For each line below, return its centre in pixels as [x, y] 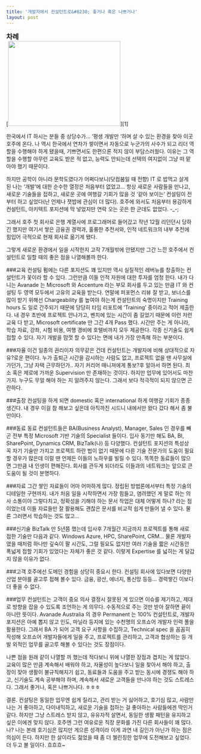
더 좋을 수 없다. [24, 587]
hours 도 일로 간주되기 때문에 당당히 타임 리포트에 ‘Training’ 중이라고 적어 [92, 307]
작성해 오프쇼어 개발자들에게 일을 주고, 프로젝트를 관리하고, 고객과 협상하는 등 [96, 636]
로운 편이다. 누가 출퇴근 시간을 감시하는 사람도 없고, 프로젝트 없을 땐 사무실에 [103, 357]
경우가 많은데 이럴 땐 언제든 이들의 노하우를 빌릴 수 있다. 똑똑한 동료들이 [96, 458]
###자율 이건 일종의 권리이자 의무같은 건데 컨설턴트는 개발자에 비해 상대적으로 [98, 350]
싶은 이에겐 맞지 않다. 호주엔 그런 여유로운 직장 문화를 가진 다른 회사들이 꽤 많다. [99, 722]
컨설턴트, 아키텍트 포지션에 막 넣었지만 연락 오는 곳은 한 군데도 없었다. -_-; [93, 209]
